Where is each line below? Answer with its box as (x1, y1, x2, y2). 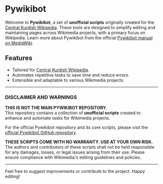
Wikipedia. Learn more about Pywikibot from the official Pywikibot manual (5, 35, 153, 41)
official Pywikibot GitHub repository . (5, 130, 77, 136)
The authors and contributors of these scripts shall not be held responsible (5, 144, 155, 150)
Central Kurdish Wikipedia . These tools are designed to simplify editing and (5, 24, 156, 30)
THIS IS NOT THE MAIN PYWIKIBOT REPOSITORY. (5, 105, 108, 111)
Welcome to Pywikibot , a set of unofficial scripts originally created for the (5, 19, 154, 25)
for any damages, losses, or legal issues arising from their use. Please (5, 149, 145, 155)
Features (5, 54, 33, 62)
